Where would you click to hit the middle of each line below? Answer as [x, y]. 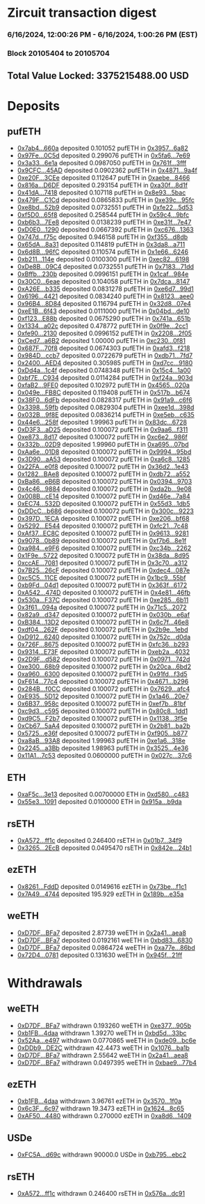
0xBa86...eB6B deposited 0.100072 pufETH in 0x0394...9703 [105, 482]
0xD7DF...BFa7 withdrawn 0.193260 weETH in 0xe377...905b [104, 1026]
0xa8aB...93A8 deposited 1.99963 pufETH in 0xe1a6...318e [101, 741]
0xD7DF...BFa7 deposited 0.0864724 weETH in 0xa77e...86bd [106, 947]
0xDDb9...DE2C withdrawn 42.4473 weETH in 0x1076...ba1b [103, 1048]
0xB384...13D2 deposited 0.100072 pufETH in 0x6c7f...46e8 [103, 623]
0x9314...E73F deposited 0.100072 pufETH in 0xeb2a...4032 [104, 652]
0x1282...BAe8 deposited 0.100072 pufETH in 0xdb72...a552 [104, 474]
